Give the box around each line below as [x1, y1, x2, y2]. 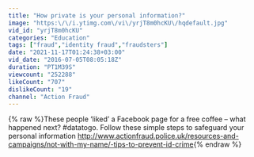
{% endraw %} [193, 140, 242, 149]
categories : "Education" [8, 33, 90, 42]
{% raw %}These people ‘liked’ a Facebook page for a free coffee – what [8, 114, 246, 124]
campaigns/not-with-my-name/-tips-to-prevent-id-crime [8, 140, 194, 149]
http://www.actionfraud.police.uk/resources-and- [78, 132, 239, 141]
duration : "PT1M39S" [8, 63, 77, 71]
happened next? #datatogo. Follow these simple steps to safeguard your [8, 123, 245, 132]
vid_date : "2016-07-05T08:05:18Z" [8, 56, 123, 64]
